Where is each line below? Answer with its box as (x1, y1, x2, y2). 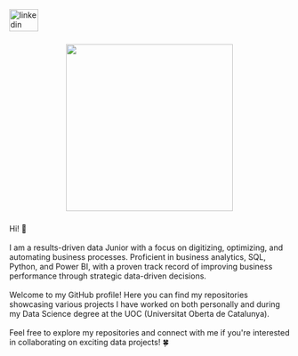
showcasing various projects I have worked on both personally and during (9, 298, 280, 310)
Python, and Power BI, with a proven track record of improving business (9, 261, 273, 271)
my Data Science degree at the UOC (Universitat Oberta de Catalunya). (9, 308, 270, 319)
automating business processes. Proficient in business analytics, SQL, (9, 251, 267, 262)
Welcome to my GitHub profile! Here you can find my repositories (9, 289, 249, 300)
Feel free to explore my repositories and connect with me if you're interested (9, 327, 290, 337)
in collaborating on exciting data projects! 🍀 (9, 336, 169, 347)
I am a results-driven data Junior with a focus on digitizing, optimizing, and (9, 242, 283, 253)
